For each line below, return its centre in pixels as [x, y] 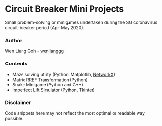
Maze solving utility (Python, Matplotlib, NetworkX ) [63, 74]
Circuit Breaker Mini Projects [65, 9]
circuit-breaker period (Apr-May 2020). [45, 27]
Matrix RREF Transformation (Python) [50, 80]
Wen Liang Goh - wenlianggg [35, 51]
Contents [16, 63]
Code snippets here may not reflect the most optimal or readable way [75, 113]
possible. [14, 118]
